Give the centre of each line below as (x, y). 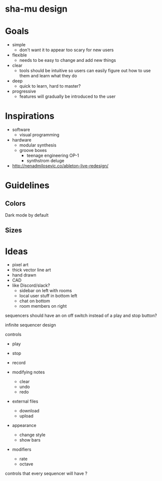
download (29, 411)
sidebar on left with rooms (45, 291)
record (19, 363)
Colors (15, 203)
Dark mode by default (27, 215)
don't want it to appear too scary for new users (67, 50)
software (21, 129)
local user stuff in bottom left (48, 296)
